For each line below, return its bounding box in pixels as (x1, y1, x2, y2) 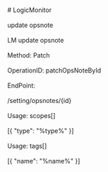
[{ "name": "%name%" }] (7, 157, 80, 165)
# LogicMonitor (7, 6, 52, 14)
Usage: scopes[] (7, 112, 56, 119)
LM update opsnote (7, 36, 64, 44)
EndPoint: (7, 81, 35, 90)
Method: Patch (7, 51, 51, 59)
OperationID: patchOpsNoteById (7, 66, 101, 75)
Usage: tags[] (7, 141, 47, 150)
